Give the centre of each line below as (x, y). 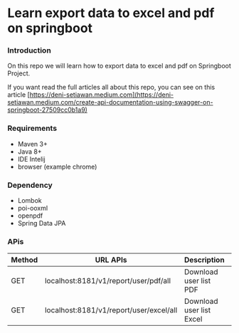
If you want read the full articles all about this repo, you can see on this (111, 88)
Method (25, 260)
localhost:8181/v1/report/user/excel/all (111, 310)
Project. (19, 73)
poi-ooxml (33, 208)
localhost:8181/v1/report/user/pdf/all (108, 281)
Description (205, 260)
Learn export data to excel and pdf (111, 13)
